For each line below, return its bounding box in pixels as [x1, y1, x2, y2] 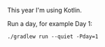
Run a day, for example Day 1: [7, 20, 93, 27]
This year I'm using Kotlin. [7, 6, 82, 14]
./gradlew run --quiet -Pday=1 [7, 33, 99, 40]
